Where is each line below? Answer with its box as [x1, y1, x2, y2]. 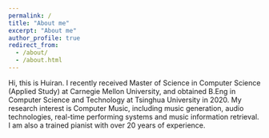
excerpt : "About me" [8, 26, 78, 34]
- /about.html [15, 57, 62, 65]
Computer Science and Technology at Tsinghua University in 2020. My [8, 95, 242, 104]
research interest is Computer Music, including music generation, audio [8, 103, 244, 112]
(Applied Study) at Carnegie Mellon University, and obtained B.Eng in [8, 86, 236, 96]
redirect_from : [8, 41, 59, 49]
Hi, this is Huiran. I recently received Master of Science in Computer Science [8, 77, 261, 88]
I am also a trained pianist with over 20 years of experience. [8, 120, 206, 130]
